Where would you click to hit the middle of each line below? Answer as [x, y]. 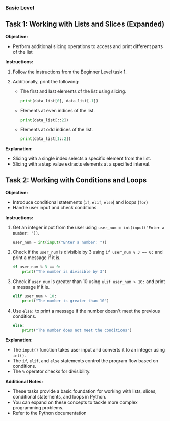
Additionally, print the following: [46, 81]
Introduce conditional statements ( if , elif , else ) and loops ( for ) [80, 202]
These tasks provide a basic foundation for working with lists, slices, [84, 391]
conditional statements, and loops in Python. [59, 397]
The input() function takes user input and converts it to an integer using [89, 350]
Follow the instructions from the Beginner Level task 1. [69, 72]
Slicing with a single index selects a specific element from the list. [82, 159]
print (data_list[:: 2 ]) [44, 120]
